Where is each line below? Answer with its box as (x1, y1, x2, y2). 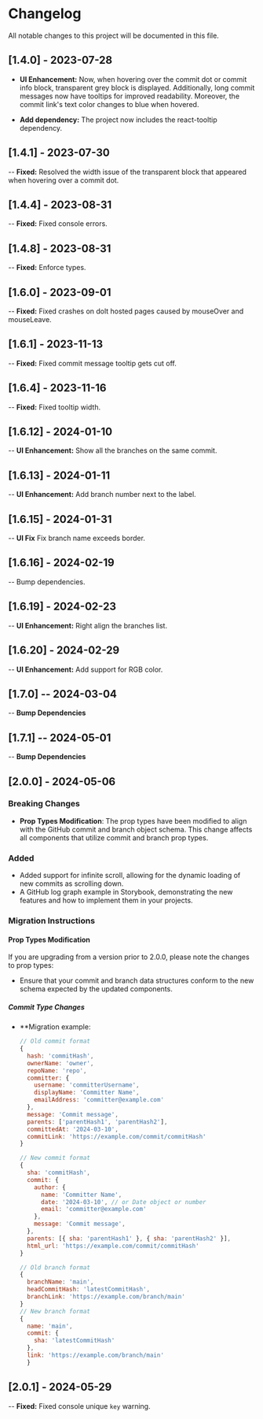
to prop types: (8, 961, 54, 970)
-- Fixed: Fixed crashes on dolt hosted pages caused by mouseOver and (8, 306, 244, 316)
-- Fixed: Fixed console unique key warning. (8, 1401, 151, 1410)
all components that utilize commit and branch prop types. (19, 832, 209, 843)
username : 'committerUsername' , (34, 1081, 140, 1089)
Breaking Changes (8, 798, 81, 810)
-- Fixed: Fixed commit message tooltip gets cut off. (8, 358, 177, 368)
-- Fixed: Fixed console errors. (8, 219, 108, 228)
